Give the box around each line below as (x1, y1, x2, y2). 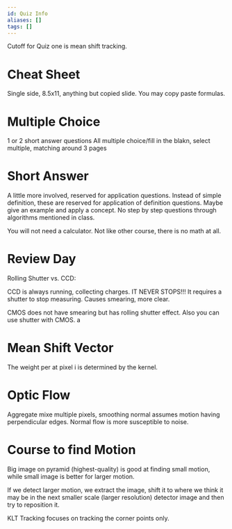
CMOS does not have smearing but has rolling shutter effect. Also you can (7, 308, 220, 317)
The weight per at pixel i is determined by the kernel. (7, 363, 158, 371)
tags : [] (7, 23, 33, 30)
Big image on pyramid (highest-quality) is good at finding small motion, (7, 464, 210, 473)
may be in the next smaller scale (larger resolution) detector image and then (7, 493, 224, 501)
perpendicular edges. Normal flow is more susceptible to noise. (7, 418, 189, 426)
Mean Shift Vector (7, 340, 114, 356)
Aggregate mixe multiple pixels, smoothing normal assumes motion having (7, 410, 220, 419)
